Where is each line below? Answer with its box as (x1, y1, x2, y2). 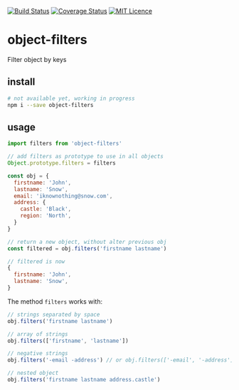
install (7, 76, 36, 88)
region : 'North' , (20, 212, 72, 220)
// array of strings (7, 330, 69, 338)
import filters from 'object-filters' (7, 140, 122, 148)
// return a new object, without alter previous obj (7, 238, 167, 245)
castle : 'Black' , (20, 205, 72, 213)
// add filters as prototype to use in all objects (7, 153, 164, 160)
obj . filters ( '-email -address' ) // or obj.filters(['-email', (7, 356, 196, 364)
